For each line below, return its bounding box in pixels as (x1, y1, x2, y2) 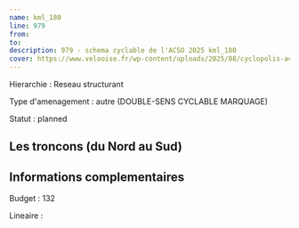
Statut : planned (9, 113, 68, 124)
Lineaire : (9, 210, 44, 221)
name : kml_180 (9, 12, 62, 22)
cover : (9, 54, 34, 63)
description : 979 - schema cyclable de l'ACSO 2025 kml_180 (9, 46, 238, 55)
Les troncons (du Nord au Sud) (9, 139, 182, 154)
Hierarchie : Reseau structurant (9, 79, 124, 89)
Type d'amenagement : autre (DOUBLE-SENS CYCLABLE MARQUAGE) (9, 96, 269, 107)
